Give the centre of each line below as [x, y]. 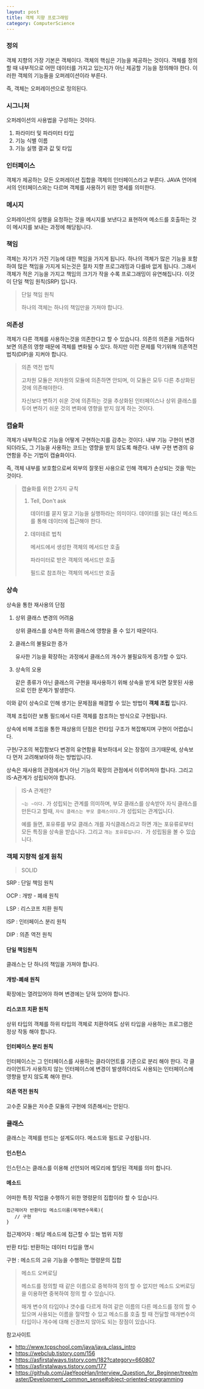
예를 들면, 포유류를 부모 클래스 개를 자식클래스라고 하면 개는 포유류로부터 [107, 824]
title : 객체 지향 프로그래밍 [37, 18]
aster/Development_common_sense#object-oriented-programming [99, 1379]
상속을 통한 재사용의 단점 [36, 604]
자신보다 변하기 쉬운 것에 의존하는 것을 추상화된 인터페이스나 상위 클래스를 [109, 401]
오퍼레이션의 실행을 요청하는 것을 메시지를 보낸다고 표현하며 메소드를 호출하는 [98, 219]
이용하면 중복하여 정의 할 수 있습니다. [72, 1293]
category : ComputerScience [40, 23]
